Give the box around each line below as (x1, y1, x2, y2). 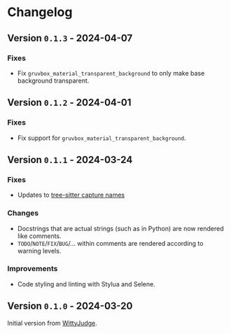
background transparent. (17, 76, 90, 85)
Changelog (7, 4, 73, 20)
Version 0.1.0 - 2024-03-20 (7, 300, 133, 312)
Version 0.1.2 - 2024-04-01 (7, 97, 132, 109)
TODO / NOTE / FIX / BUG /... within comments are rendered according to (17, 239, 204, 247)
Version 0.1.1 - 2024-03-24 (7, 153, 133, 165)
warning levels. (17, 246, 62, 255)
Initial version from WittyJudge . (7, 319, 98, 327)
